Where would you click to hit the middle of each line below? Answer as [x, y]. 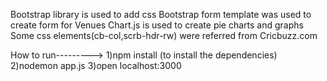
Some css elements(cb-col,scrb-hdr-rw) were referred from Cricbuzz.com [164, 35]
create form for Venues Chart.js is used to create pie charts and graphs [157, 25]
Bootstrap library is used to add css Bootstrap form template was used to [161, 14]
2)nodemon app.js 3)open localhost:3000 [96, 65]
